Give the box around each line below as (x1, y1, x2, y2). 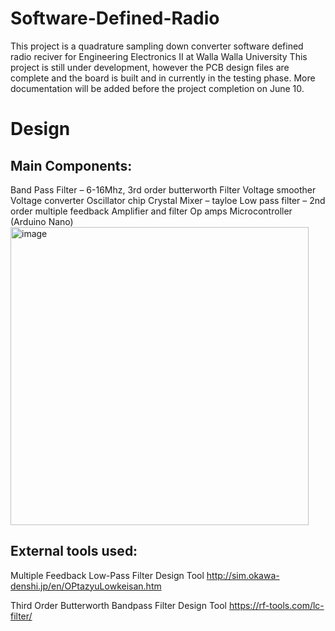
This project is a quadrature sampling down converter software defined (10, 40, 304, 52)
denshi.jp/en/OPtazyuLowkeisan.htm (10, 580, 162, 592)
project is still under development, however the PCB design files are (10, 61, 290, 73)
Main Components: (10, 157, 133, 174)
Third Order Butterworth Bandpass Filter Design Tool (10, 599, 228, 611)
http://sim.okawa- (206, 569, 280, 581)
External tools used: (10, 543, 138, 560)
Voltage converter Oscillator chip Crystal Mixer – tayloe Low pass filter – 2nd (10, 194, 326, 206)
